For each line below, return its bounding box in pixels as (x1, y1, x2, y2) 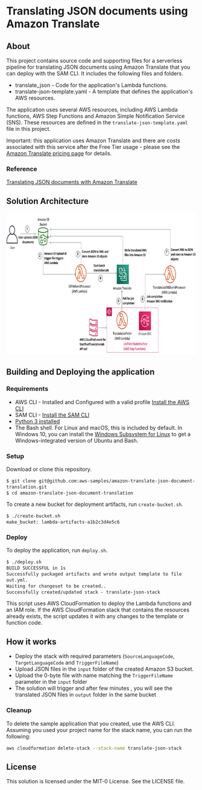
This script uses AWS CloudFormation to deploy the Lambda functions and (6, 600, 192, 607)
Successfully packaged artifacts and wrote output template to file (6, 571, 182, 577)
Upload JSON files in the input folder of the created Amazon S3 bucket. (14, 665, 194, 673)
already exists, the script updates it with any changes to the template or (6, 613, 184, 620)
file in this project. (6, 125, 51, 132)
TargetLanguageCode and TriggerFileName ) (14, 659, 119, 666)
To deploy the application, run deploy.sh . (6, 547, 108, 554)
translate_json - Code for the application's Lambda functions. (14, 81, 168, 89)
